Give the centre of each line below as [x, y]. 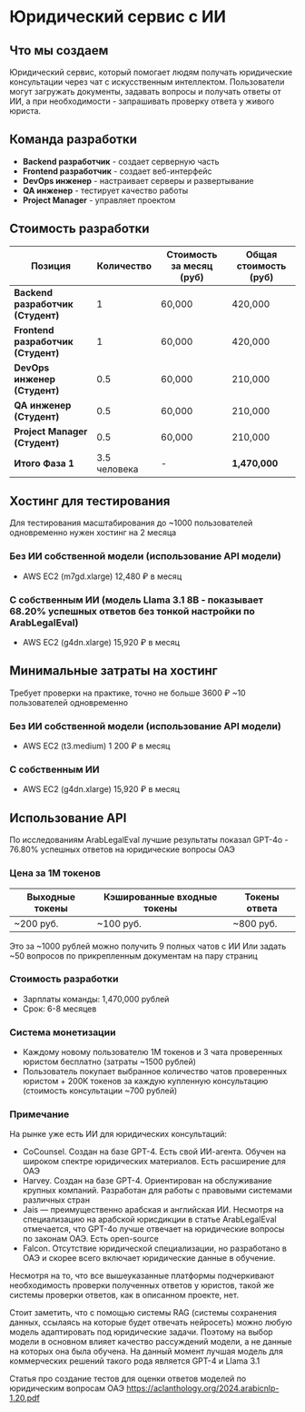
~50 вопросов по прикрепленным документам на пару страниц [133, 955]
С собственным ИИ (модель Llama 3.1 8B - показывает [137, 600]
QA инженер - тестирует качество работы [105, 190]
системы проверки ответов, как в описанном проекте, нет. [124, 1295]
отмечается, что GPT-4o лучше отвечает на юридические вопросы [153, 1229]
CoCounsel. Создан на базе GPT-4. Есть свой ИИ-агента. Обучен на [154, 1152]
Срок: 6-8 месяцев [59, 1009]
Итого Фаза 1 [44, 463]
